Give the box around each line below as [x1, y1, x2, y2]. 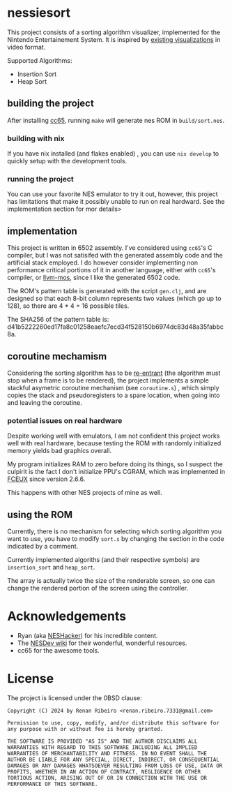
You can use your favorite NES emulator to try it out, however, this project [7, 190, 218, 198]
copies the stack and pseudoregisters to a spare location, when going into [7, 391, 220, 399]
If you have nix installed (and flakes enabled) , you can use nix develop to [7, 149, 219, 158]
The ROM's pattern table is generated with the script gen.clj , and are [7, 287, 207, 295]
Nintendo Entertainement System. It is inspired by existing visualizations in [7, 35, 221, 43]
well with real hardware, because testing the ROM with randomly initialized [7, 439, 222, 447]
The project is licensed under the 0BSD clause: [7, 693, 143, 702]
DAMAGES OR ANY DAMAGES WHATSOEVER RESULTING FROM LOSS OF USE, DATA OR [7, 762, 223, 769]
